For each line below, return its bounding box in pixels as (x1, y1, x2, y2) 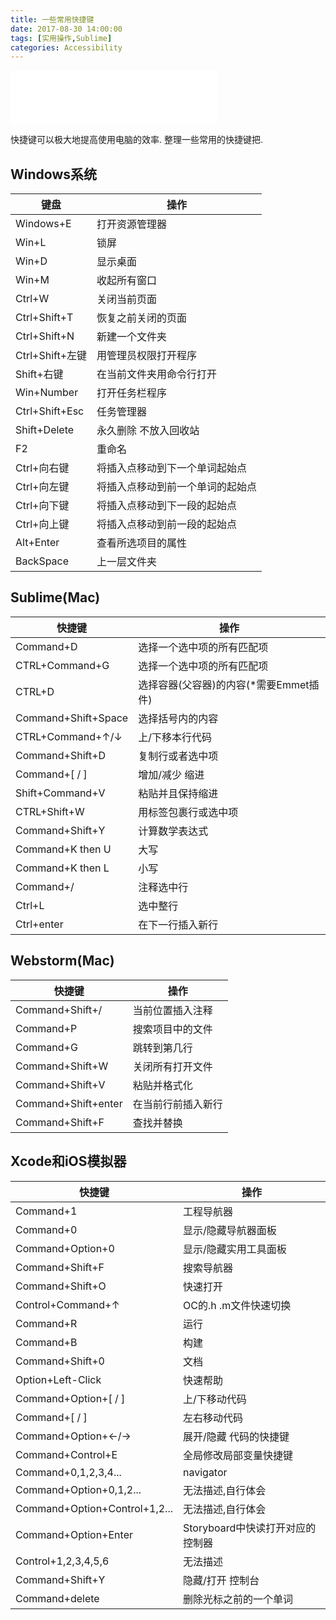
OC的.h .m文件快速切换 (183, 1298, 292, 1312)
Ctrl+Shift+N (15, 329, 75, 343)
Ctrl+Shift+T (15, 311, 74, 325)
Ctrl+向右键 (15, 461, 70, 475)
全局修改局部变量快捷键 (183, 1448, 294, 1462)
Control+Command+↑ (15, 1297, 120, 1311)
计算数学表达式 (138, 824, 209, 838)
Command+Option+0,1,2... (15, 1482, 142, 1496)
